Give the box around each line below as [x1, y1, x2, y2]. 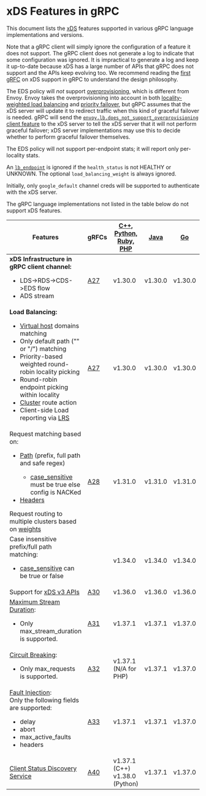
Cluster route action [20, 398, 77, 406]
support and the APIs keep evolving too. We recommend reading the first [6, 69, 191, 76]
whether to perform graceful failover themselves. [6, 133, 131, 141]
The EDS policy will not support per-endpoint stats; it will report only [6, 145, 179, 152]
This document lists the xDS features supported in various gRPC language [6, 25, 194, 32]
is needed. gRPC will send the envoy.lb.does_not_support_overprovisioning [6, 114, 199, 121]
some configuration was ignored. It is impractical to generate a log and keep [6, 56, 199, 63]
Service [9, 771, 32, 780]
